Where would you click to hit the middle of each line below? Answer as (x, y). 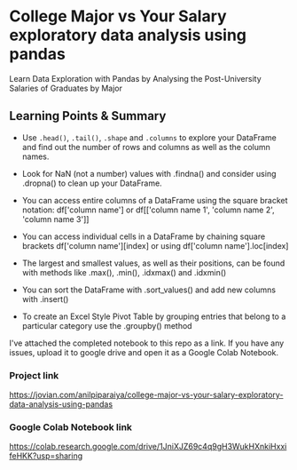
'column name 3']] (55, 219)
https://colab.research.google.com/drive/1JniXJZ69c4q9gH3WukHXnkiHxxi (148, 447)
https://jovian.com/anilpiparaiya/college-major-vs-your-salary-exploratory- (146, 395)
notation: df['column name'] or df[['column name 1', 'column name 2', (148, 210)
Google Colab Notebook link (71, 426)
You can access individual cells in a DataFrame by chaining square (144, 236)
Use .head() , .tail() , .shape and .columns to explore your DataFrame (149, 137)
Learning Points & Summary (88, 116)
